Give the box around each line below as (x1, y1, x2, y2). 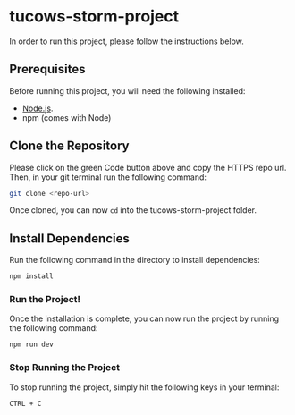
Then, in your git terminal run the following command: (9, 172, 207, 182)
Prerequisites (9, 62, 86, 77)
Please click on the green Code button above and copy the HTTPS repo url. (9, 162, 287, 173)
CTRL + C (9, 399, 42, 408)
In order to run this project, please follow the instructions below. (9, 36, 244, 47)
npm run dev (9, 340, 54, 350)
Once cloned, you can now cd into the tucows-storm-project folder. (9, 205, 257, 216)
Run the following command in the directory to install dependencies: (9, 255, 261, 266)
